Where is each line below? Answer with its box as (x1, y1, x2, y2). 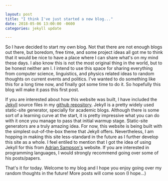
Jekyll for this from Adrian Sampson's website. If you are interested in (5, 144, 149, 151)
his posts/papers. (5, 155, 42, 161)
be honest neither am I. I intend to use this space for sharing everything (5, 65, 153, 71)
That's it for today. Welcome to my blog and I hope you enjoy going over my (5, 165, 162, 171)
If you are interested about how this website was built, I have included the (5, 97, 157, 103)
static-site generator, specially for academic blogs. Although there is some (5, 107, 159, 113)
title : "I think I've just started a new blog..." (5, 16, 113, 22)
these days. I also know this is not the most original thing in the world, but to (5, 60, 162, 66)
